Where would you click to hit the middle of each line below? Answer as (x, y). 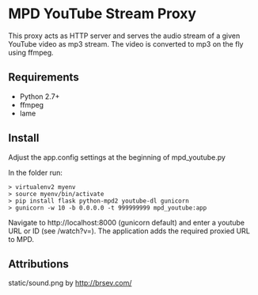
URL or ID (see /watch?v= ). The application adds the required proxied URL (129, 231)
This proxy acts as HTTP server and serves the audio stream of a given (124, 36)
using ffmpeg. (31, 52)
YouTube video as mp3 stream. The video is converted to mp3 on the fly (126, 43)
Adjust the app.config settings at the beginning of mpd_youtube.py (117, 157)
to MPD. (21, 239)
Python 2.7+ (40, 96)
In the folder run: (36, 172)
